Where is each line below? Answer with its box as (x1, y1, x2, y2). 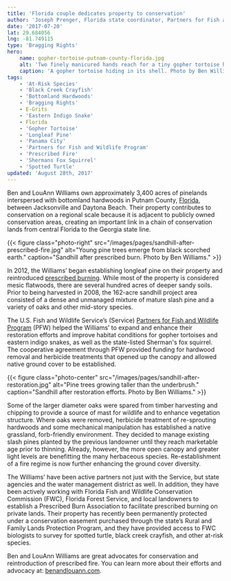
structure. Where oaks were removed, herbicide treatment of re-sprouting (7, 415, 217, 424)
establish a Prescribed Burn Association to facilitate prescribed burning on (7, 502, 218, 510)
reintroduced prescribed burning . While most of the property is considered (7, 273, 219, 282)
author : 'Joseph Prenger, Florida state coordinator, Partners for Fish (7, 16, 220, 23)
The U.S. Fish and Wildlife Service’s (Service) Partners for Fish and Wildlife (7, 316, 219, 324)
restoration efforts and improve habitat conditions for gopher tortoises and (7, 330, 218, 339)
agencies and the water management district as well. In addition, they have (7, 480, 219, 488)
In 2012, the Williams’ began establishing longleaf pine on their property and (7, 266, 223, 275)
